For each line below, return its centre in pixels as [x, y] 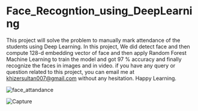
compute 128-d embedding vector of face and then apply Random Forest [97, 53]
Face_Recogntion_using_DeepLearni [99, 11]
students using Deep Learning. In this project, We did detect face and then [98, 47]
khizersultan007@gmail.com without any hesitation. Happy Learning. [91, 78]
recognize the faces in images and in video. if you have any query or [91, 65]
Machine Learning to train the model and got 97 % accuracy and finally [94, 59]
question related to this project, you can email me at [70, 72]
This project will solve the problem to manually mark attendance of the [93, 40]
